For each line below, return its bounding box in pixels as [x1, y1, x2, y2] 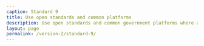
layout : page [6, 25, 39, 32]
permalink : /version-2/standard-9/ [6, 31, 97, 37]
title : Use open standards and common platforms [6, 14, 132, 20]
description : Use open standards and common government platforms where [6, 20, 194, 26]
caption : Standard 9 [6, 8, 59, 15]
